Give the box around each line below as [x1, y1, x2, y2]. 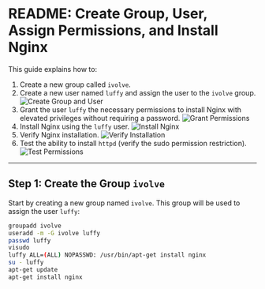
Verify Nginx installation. [19, 129, 99, 139]
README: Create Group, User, [8, 5, 207, 23]
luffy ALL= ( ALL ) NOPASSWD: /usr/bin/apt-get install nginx [8, 251, 207, 259]
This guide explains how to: [8, 64, 97, 73]
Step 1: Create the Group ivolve [8, 177, 166, 190]
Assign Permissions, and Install [8, 21, 218, 39]
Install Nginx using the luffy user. [19, 122, 130, 131]
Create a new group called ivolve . [19, 80, 132, 89]
